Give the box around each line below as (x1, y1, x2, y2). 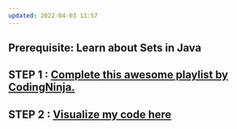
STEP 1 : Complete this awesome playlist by (8, 68, 229, 82)
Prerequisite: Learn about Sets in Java (8, 41, 202, 55)
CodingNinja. (8, 80, 76, 94)
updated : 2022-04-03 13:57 (8, 11, 98, 20)
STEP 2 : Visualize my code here (8, 107, 172, 121)
